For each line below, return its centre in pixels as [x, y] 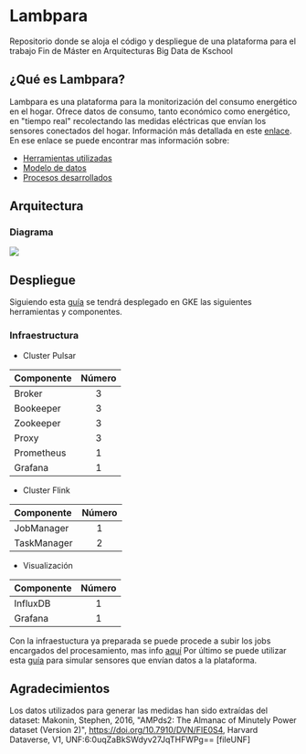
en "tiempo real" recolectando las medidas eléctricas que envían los [138, 120]
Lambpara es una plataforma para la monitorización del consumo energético [153, 101]
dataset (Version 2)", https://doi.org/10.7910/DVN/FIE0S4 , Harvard [134, 730]
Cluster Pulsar [49, 355]
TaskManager [43, 542]
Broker [28, 393]
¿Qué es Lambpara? [68, 80]
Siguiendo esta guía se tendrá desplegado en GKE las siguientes [131, 302]
